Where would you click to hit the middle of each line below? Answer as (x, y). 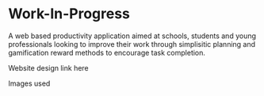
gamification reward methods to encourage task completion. (107, 52)
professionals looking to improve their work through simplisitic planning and (132, 44)
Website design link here (48, 67)
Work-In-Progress (69, 14)
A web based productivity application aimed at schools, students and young (132, 36)
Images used (29, 83)
